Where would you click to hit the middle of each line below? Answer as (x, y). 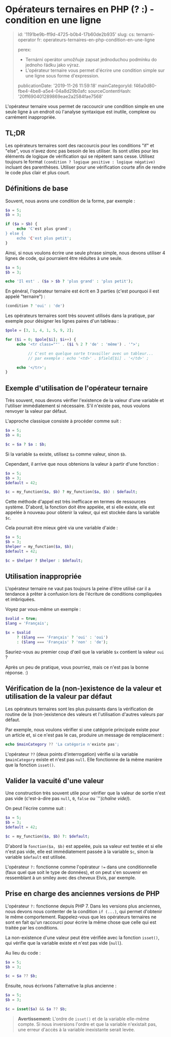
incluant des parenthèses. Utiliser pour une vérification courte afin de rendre (86, 167)
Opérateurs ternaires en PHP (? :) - (80, 9)
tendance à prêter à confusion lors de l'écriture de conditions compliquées (83, 594)
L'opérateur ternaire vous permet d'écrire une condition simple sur (95, 70)
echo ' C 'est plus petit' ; (44, 238)
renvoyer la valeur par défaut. (36, 411)
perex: (24, 49)
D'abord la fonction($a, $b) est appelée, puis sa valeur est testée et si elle (84, 846)
